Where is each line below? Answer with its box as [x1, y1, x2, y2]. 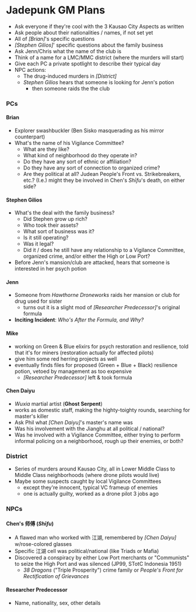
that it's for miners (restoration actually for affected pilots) [14, 349, 154, 356]
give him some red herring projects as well [14, 355, 117, 362]
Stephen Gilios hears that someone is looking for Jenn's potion [23, 78, 174, 85]
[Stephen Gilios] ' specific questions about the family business [14, 42, 163, 49]
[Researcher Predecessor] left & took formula [23, 374, 132, 381]
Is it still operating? [23, 234, 69, 241]
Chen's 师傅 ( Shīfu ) [6, 520, 54, 527]
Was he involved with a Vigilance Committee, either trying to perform [14, 431, 181, 438]
